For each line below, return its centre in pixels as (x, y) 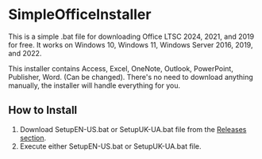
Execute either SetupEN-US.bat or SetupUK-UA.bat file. (110, 146)
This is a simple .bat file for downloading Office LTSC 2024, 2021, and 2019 (131, 36)
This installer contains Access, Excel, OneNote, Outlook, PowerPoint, (121, 68)
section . (33, 138)
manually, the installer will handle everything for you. (94, 85)
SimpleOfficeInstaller (80, 15)
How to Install (43, 110)
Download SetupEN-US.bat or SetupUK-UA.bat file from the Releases (133, 129)
